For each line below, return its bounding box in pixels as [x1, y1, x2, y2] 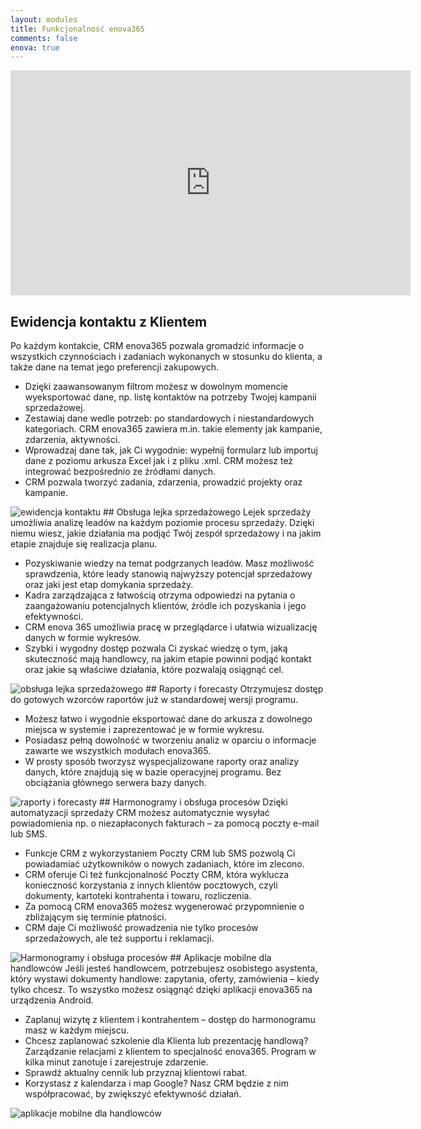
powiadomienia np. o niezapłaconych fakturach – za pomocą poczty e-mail [10, 817, 320, 830]
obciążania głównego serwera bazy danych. [24, 777, 207, 789]
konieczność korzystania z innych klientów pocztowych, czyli [24, 879, 278, 891]
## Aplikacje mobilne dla [169, 952, 272, 964]
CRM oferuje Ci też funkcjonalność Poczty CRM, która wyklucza [24, 869, 290, 881]
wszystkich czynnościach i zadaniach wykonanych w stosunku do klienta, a [10, 351, 323, 363]
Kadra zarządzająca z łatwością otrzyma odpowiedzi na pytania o [24, 589, 296, 601]
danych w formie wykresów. [24, 632, 142, 644]
